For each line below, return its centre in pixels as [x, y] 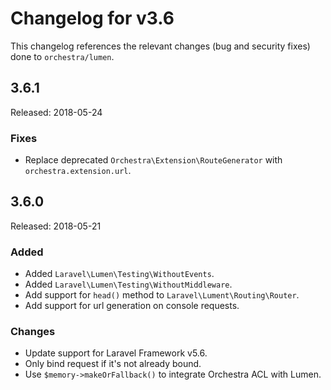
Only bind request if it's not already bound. [113, 364]
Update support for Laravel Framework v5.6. [116, 353]
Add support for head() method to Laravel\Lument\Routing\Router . [162, 295]
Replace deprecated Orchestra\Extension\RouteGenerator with [153, 160]
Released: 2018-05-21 [56, 226]
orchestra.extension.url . [78, 171]
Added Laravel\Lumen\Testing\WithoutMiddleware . [128, 284]
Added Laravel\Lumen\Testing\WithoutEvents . [119, 274]
